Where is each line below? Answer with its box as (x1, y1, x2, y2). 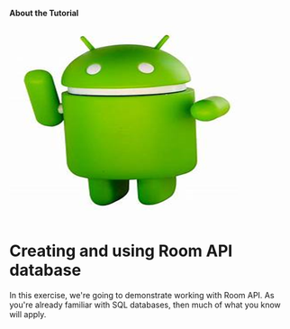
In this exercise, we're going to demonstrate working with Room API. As (9, 289, 275, 300)
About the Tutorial (9, 8, 79, 18)
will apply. (9, 308, 47, 319)
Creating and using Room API (9, 241, 233, 261)
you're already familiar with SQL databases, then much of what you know (9, 299, 281, 310)
